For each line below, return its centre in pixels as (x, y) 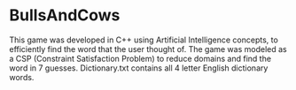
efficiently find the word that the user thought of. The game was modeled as (148, 49)
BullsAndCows (65, 15)
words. (22, 77)
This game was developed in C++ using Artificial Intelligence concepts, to (144, 40)
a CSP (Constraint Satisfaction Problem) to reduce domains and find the (140, 58)
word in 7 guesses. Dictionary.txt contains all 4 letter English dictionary (139, 68)
